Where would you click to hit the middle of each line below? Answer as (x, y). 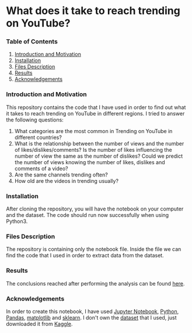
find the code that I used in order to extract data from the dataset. (85, 256)
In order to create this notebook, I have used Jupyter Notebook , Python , (92, 311)
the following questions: (35, 120)
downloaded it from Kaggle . (39, 324)
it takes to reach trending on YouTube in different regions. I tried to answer (95, 113)
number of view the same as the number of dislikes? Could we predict (99, 156)
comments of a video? (41, 168)
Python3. (17, 222)
